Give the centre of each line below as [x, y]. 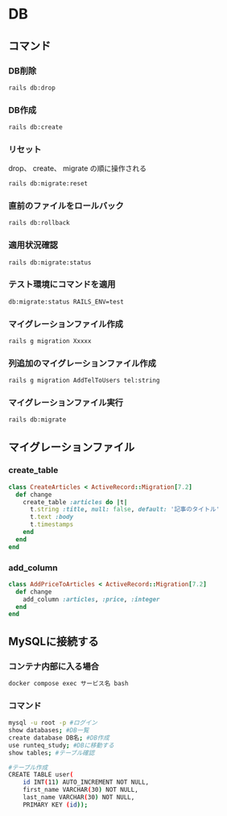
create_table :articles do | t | [75, 502]
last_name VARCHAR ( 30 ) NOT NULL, [79, 797]
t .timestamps [52, 524]
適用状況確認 [33, 245]
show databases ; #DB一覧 [49, 731]
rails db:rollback [39, 223]
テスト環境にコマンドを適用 [62, 284]
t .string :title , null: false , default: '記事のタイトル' [124, 509]
